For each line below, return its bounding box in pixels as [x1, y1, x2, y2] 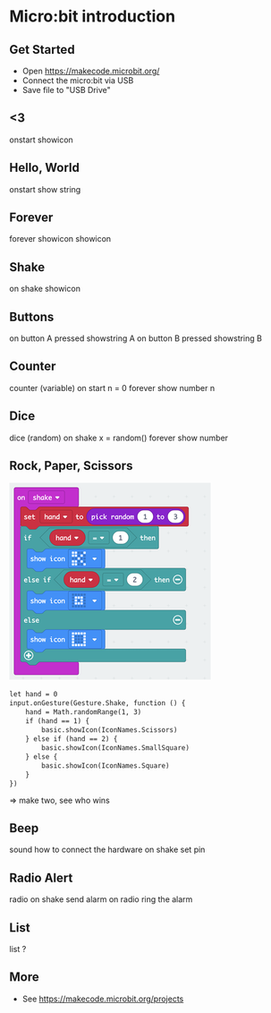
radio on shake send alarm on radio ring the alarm [9, 894, 193, 905]
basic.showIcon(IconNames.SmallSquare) [41, 743, 191, 753]
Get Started [9, 42, 75, 57]
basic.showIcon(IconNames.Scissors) [41, 725, 178, 735]
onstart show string [9, 183, 81, 194]
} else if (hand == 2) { [25, 734, 118, 744]
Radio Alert [9, 870, 73, 885]
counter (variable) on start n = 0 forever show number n [9, 382, 216, 393]
